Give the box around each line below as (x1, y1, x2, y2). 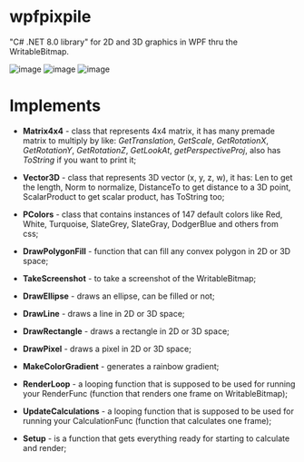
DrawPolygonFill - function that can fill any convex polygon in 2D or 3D (22, 245, 291, 256)
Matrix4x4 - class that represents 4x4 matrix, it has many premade (22, 125, 275, 136)
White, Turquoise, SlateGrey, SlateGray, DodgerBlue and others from (22, 218, 279, 229)
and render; (22, 442, 67, 453)
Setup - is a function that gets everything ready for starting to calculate (22, 433, 290, 444)
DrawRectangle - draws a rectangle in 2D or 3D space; (22, 325, 230, 337)
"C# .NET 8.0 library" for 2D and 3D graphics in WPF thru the (9, 36, 239, 47)
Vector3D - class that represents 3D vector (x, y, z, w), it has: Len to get (22, 172, 293, 182)
